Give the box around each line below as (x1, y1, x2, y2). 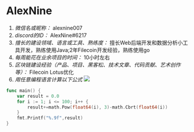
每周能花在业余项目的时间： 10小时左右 (14, 54, 111, 61)
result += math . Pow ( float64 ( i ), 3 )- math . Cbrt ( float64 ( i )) (27, 104, 168, 110)
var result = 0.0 (17, 93, 60, 99)
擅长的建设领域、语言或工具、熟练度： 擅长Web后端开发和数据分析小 (14, 39, 183, 46)
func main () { (6, 87, 41, 94)
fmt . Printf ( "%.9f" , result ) (17, 115, 83, 121)
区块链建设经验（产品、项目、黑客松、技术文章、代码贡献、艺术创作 (14, 61, 181, 68)
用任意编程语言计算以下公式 (14, 75, 83, 83)
